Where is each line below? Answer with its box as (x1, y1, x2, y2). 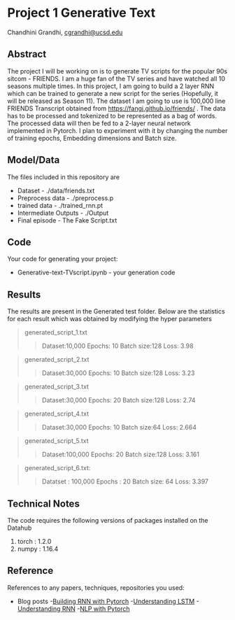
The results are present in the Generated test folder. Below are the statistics (7, 307, 225, 316)
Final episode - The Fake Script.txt (17, 216, 117, 225)
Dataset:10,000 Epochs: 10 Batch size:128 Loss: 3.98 (41, 341, 194, 351)
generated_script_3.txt (24, 383, 90, 391)
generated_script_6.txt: (24, 464, 91, 472)
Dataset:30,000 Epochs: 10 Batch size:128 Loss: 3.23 (41, 369, 195, 377)
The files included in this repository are (7, 173, 120, 181)
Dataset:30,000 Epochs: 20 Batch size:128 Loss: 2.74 (41, 396, 196, 404)
